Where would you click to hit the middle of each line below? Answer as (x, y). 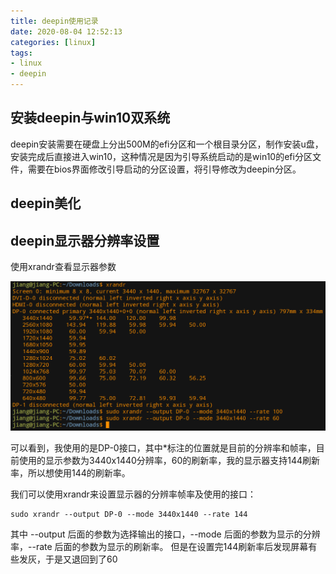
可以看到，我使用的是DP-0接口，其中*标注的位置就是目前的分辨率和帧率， (163, 447)
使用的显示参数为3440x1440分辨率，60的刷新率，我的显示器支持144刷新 (169, 460)
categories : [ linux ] (53, 42)
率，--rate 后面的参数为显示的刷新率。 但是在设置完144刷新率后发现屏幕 (159, 546)
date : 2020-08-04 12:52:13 (66, 31)
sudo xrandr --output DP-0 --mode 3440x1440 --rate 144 (129, 514)
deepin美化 (46, 203)
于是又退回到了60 (81, 559)
